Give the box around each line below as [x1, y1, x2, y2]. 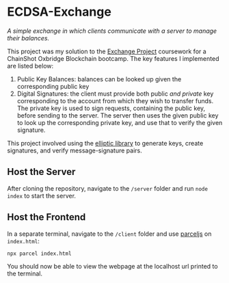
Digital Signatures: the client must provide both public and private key [16, 90, 214, 98]
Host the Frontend [7, 211, 86, 223]
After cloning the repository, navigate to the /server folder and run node [7, 184, 208, 192]
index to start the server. [7, 191, 77, 200]
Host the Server [7, 166, 76, 178]
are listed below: [7, 62, 54, 70]
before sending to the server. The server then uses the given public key [16, 111, 219, 120]
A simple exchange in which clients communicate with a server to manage [7, 27, 217, 35]
